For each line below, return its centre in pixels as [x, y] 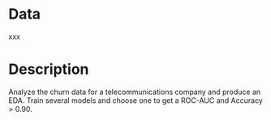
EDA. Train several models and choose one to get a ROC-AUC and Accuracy [136, 100]
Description [49, 69]
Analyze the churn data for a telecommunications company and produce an [135, 92]
